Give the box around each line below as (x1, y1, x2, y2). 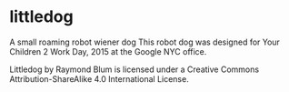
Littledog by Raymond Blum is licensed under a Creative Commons (9, 64, 260, 75)
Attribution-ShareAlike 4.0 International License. (9, 73, 189, 84)
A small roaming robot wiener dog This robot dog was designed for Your (9, 36, 280, 47)
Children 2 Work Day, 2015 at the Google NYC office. (9, 46, 207, 56)
